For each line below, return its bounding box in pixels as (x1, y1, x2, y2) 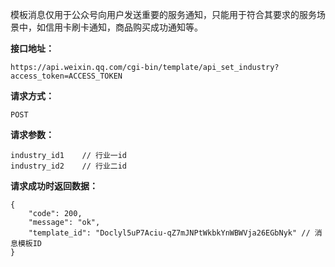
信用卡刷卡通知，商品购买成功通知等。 (44, 21, 203, 33)
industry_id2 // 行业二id (10, 161, 128, 171)
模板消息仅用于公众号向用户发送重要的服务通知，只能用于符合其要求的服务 (10, 9, 317, 20)
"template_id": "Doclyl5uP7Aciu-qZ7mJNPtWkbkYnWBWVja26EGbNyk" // (28, 228, 311, 238)
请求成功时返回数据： (10, 180, 98, 192)
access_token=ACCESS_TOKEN (10, 71, 123, 81)
